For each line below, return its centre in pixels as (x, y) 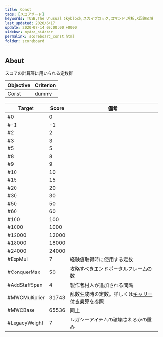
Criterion (45, 85)
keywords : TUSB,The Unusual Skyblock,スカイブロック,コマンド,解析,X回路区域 (79, 18)
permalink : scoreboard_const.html (40, 37)
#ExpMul (18, 259)
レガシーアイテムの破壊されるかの (108, 320)
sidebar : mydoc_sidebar (29, 32)
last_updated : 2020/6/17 (30, 23)
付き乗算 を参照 (87, 301)
